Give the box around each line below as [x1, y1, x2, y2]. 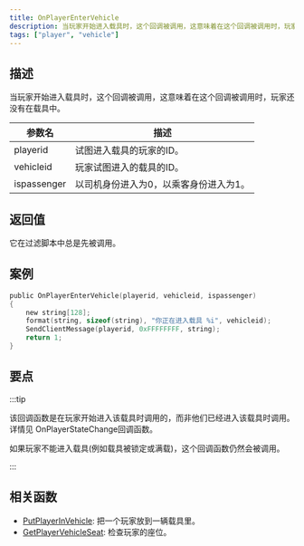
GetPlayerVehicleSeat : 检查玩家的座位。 [22, 526, 172, 537]
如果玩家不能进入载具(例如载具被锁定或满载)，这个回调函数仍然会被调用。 [9, 443, 285, 454]
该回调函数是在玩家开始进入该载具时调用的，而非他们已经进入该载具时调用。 [9, 412, 295, 423]
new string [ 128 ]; [25, 308, 91, 317]
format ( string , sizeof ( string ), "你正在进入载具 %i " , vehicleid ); [25, 316, 271, 326]
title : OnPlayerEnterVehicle [9, 13, 119, 23]
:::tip [9, 393, 26, 404]
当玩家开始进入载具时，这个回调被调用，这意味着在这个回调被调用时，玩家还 [9, 91, 295, 102]
